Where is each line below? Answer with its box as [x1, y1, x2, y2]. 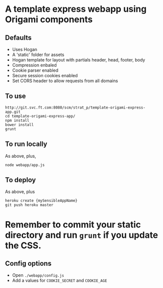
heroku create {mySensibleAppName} [5, 198, 78, 203]
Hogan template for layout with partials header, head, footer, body [12, 57, 145, 62]
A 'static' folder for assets [12, 52, 65, 58]
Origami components [5, 14, 93, 25]
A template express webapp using [5, 3, 147, 15]
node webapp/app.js [5, 162, 45, 168]
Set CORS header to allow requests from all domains [12, 78, 118, 84]
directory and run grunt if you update [5, 230, 158, 240]
